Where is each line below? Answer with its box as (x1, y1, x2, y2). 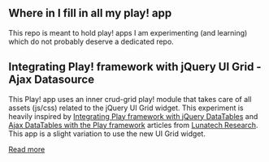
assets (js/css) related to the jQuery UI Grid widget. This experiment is (8, 103, 244, 113)
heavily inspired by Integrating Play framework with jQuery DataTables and (8, 111, 258, 121)
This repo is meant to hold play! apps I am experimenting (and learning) (8, 28, 248, 37)
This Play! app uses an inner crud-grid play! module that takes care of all (8, 94, 252, 104)
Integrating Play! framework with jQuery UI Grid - (8, 60, 262, 74)
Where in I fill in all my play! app (8, 6, 172, 20)
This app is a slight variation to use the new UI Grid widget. (8, 129, 206, 139)
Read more (8, 144, 46, 154)
